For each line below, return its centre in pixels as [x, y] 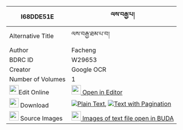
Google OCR [89, 69]
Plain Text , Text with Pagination [124, 104]
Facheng [83, 50]
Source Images [41, 118]
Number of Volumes [37, 79]
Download [34, 105]
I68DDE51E [37, 16]
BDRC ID [22, 60]
